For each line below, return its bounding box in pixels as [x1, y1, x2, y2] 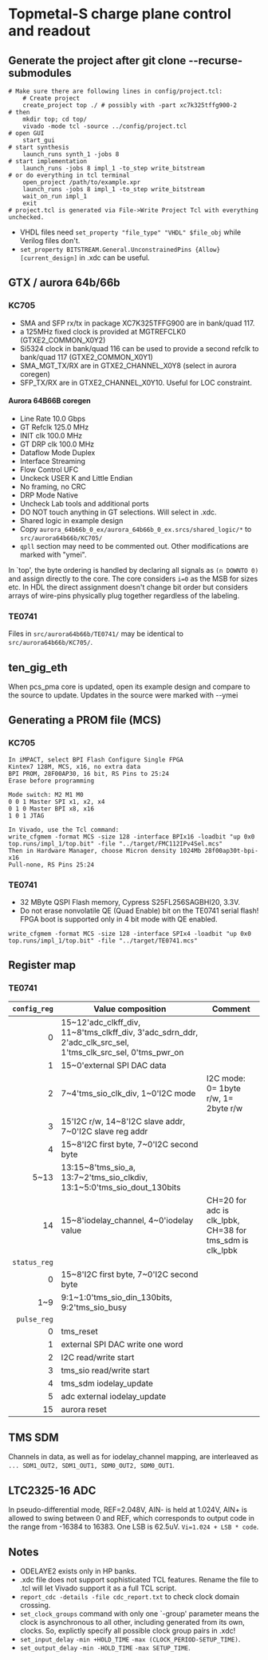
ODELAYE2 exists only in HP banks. [19, 1566, 137, 1576]
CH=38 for [206, 1225, 247, 1236]
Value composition [93, 1003, 167, 1014]
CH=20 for [206, 1194, 247, 1206]
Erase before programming [8, 777, 94, 785]
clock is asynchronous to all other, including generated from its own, [19, 1618, 245, 1627]
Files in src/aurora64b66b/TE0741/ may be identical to [8, 629, 183, 638]
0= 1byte [206, 1082, 242, 1094]
